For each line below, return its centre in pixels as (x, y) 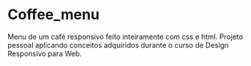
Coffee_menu (54, 15)
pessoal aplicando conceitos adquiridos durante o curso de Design (118, 45)
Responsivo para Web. (45, 53)
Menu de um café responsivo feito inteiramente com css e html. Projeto (125, 37)
